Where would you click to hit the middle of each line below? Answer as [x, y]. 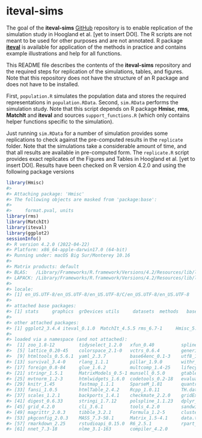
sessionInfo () [24, 239]
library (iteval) [26, 227]
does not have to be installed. [43, 84]
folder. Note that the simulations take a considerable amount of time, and [96, 146]
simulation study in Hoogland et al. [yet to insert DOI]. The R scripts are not [99, 34]
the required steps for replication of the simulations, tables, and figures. [95, 71]
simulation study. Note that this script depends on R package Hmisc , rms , [98, 108]
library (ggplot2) [28, 233]
